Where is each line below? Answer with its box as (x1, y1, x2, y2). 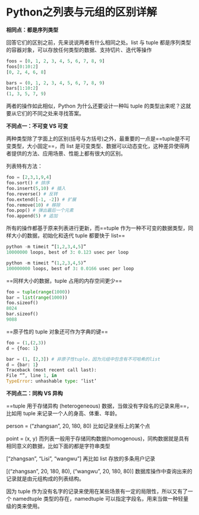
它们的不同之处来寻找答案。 (16, 110, 84, 117)
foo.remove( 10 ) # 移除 (6, 202, 61, 208)
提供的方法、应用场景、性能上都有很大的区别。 (11, 150, 126, 157)
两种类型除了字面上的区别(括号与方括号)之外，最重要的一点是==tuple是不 (6, 135, 185, 143)
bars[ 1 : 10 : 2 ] (6, 86, 39, 91)
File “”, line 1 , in (6, 372, 58, 379)
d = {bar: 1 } (6, 362, 39, 368)
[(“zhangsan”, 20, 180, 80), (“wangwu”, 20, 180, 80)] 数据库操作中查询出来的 (6, 467, 193, 475)
